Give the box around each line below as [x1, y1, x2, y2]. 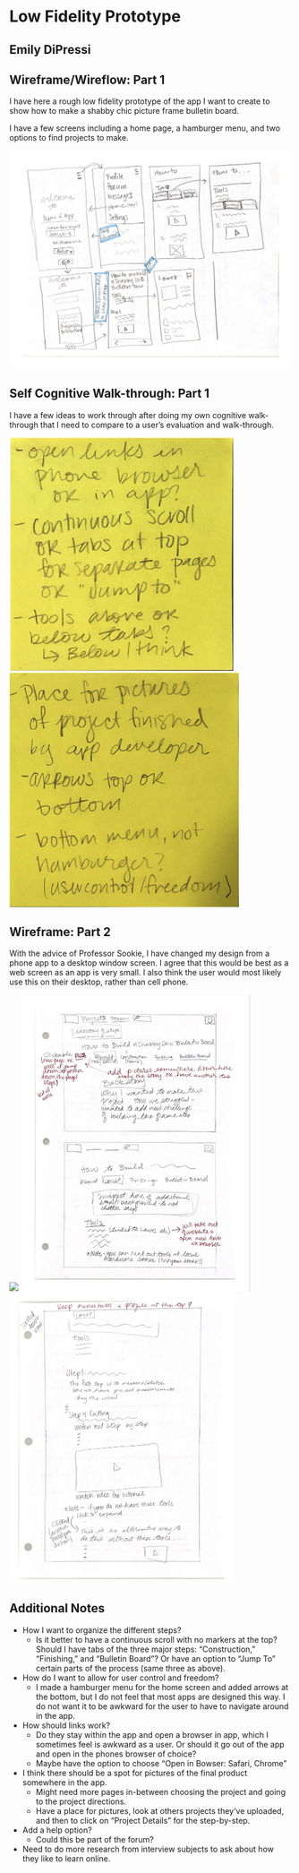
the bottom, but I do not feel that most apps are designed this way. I [35, 1691, 286, 1702]
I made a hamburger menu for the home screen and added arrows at [35, 1681, 289, 1692]
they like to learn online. [21, 1852, 111, 1864]
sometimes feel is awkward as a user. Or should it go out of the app [35, 1739, 285, 1749]
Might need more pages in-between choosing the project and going [35, 1786, 286, 1797]
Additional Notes [9, 1601, 106, 1616]
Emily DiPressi [9, 42, 91, 57]
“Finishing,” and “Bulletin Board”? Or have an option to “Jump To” [35, 1653, 276, 1663]
